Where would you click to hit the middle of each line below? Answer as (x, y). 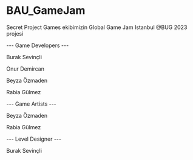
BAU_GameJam (46, 11)
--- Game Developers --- (38, 45)
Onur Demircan (25, 69)
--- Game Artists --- (31, 104)
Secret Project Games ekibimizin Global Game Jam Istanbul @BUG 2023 (97, 27)
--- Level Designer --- (34, 139)
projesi (15, 33)
